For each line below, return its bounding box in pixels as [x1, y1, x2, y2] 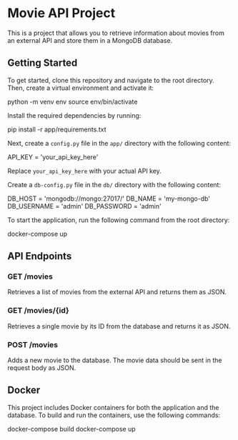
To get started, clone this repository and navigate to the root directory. [7, 76, 214, 84]
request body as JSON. [7, 364, 76, 372]
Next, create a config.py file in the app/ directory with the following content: [7, 139, 231, 147]
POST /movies [7, 339, 59, 349]
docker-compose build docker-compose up [7, 424, 136, 433]
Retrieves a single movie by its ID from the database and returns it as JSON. [7, 321, 231, 330]
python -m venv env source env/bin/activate [7, 97, 138, 106]
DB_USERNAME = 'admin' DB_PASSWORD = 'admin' [7, 201, 162, 210]
